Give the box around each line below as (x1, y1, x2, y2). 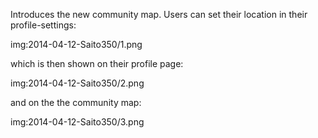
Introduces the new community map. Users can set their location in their (10, 9, 308, 20)
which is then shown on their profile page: (10, 58, 184, 69)
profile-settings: (10, 19, 77, 31)
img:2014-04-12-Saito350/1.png (10, 39, 143, 50)
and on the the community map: (10, 97, 142, 108)
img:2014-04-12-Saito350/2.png (10, 77, 145, 89)
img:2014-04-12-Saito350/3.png (10, 116, 145, 128)
